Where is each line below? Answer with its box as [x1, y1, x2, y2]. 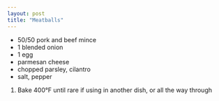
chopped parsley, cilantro [17, 65, 91, 73]
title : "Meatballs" [7, 17, 64, 24]
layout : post [7, 10, 45, 17]
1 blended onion [17, 43, 63, 51]
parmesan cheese [17, 57, 70, 66]
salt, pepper [17, 72, 52, 80]
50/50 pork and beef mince [17, 35, 96, 44]
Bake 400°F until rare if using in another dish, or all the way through [17, 86, 213, 94]
